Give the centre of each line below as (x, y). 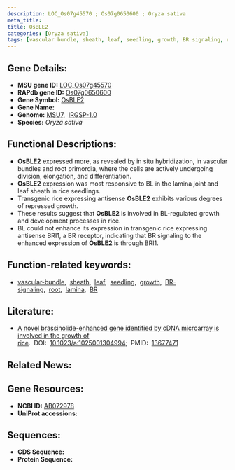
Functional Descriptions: (62, 144)
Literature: (31, 311)
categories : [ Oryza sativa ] (48, 33)
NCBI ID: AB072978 (46, 406)
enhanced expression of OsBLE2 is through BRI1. (88, 243)
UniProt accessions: (48, 413)
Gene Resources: (45, 389)
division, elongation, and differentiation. (74, 176)
